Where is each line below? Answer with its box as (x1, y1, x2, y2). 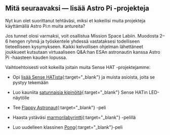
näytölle (12, 94, 29, 100)
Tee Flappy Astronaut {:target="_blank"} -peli (12, 104, 106, 111)
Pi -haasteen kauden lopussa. (5, 54, 67, 60)
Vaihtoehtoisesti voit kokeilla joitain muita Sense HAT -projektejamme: (5, 64, 151, 70)
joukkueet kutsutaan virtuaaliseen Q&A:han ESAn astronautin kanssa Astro (5, 49, 160, 55)
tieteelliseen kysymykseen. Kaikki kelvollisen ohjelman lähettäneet (5, 43, 143, 50)
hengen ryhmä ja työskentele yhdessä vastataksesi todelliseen (9, 38, 140, 44)
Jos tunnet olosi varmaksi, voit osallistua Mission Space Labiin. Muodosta (5, 32, 159, 39)
